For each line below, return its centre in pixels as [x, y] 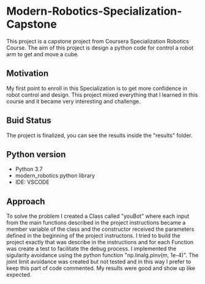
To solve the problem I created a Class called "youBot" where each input [98, 216]
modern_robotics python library [55, 176]
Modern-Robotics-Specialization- [94, 11]
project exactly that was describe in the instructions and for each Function [100, 242]
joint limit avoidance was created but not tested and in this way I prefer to [99, 262]
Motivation [28, 74]
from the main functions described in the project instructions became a [96, 223]
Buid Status [29, 121]
